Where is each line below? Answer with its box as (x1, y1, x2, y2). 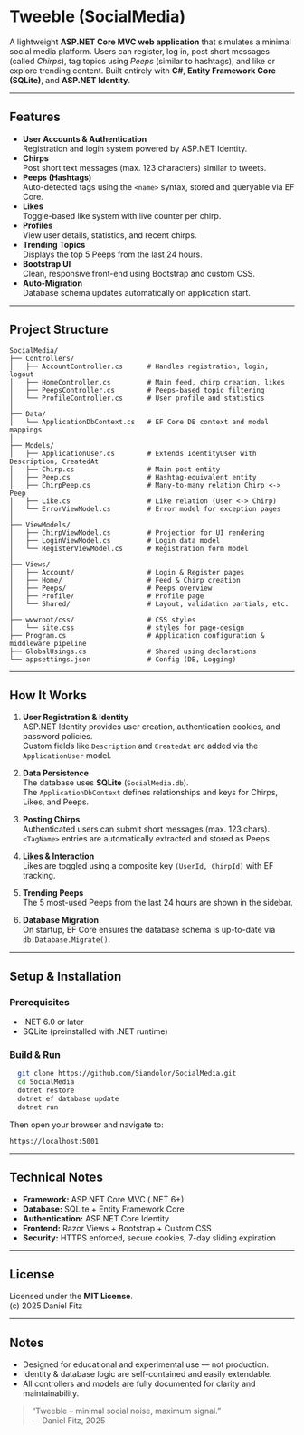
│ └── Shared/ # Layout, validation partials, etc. (9, 599, 290, 608)
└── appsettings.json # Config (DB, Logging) (9, 654, 237, 664)
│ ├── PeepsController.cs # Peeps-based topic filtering (9, 385, 265, 394)
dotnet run (17, 1102, 59, 1112)
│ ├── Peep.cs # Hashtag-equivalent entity (9, 472, 257, 481)
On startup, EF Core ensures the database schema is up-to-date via (22, 925, 276, 936)
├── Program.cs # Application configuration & (9, 631, 265, 640)
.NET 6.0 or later (22, 1016, 84, 1028)
